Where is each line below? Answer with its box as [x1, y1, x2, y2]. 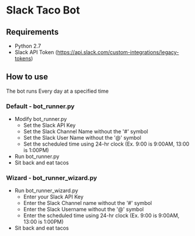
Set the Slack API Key [23, 122, 76, 129]
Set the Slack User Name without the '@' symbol [23, 134, 142, 141]
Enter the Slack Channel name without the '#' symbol [23, 200, 152, 207]
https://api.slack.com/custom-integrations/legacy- [57, 49, 179, 56]
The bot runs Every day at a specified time [6, 87, 109, 95]
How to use [6, 72, 48, 82]
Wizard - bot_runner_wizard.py [6, 174, 97, 182]
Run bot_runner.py [14, 153, 60, 160]
